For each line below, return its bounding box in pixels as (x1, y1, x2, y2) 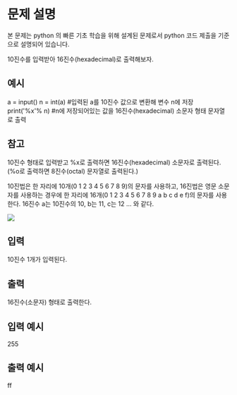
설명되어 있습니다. (20, 39, 70, 48)
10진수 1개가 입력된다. (7, 255, 68, 264)
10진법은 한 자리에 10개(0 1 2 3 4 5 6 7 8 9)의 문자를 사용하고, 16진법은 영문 (7, 181, 217, 190)
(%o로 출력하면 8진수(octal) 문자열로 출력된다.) (7, 166, 139, 175)
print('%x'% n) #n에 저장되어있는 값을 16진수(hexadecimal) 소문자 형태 (7, 107, 207, 115)
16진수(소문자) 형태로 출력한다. (7, 298, 92, 307)
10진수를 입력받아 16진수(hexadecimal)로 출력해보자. (7, 54, 154, 63)
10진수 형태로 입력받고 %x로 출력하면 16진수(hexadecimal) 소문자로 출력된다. (7, 158, 221, 166)
